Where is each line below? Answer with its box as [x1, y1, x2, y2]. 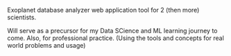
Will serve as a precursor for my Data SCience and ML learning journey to [7, 27, 218, 35]
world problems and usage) [7, 41, 86, 49]
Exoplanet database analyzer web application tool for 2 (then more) [7, 6, 200, 14]
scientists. [7, 13, 37, 21]
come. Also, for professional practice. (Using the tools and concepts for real [7, 34, 224, 42]
